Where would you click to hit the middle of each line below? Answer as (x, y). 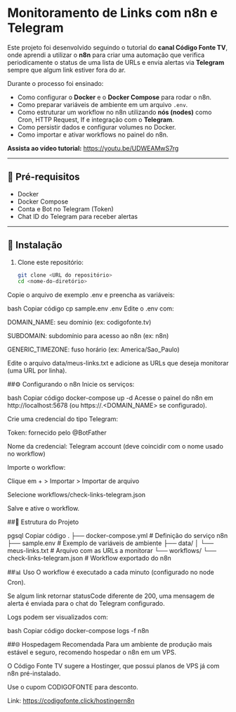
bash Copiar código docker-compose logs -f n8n (78, 631)
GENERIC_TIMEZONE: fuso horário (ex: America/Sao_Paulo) (94, 349)
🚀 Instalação (35, 245)
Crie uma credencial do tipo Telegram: (63, 419)
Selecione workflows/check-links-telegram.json (77, 495)
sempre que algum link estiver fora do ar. (67, 70)
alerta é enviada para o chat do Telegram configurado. (86, 604)
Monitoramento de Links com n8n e (112, 13)
